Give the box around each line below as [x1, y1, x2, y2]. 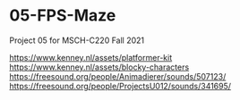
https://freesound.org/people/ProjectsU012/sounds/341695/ [9, 80, 231, 91]
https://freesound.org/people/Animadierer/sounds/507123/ [9, 71, 227, 81]
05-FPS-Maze [9, 5, 116, 26]
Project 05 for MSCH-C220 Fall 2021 [9, 35, 145, 46]
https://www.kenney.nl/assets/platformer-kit [9, 52, 173, 62]
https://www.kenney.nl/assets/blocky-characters [9, 62, 190, 72]
